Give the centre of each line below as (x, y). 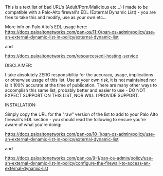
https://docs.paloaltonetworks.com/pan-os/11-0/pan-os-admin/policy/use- (80, 32)
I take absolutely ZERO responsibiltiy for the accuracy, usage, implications (79, 75)
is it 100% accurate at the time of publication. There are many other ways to (81, 85)
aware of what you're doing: (33, 124)
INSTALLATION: (21, 105)
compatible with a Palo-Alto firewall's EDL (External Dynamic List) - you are (81, 12)
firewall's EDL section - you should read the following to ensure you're (75, 119)
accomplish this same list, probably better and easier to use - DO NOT (75, 90)
